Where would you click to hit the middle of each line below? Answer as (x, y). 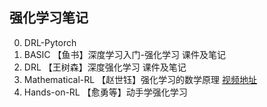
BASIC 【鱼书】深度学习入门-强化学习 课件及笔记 (124, 54)
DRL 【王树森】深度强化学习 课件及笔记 (105, 67)
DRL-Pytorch (50, 42)
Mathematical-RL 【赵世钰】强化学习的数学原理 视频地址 (140, 79)
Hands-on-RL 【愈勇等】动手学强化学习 (105, 92)
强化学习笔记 (49, 18)
